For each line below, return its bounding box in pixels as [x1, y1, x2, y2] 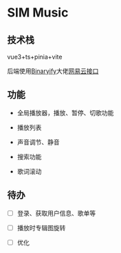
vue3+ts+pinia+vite [7, 53, 63, 61]
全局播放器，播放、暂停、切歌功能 [16, 108, 114, 117]
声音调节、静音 [16, 138, 60, 146]
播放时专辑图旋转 [16, 223, 66, 232]
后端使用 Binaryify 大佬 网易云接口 [7, 67, 99, 75]
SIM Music [7, 5, 69, 21]
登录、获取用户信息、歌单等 [16, 209, 96, 217]
